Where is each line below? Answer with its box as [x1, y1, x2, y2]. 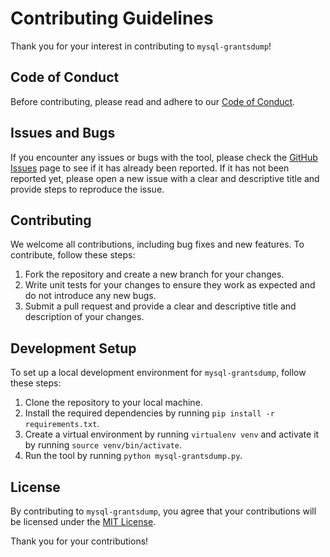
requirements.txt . [24, 418, 100, 430]
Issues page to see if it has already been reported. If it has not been [10, 162, 290, 174]
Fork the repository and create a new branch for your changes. [24, 268, 285, 281]
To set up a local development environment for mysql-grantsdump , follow [10, 367, 307, 379]
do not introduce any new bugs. [24, 290, 157, 302]
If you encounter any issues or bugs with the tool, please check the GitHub [10, 151, 318, 163]
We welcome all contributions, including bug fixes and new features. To [10, 238, 305, 251]
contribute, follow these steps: [10, 249, 136, 261]
